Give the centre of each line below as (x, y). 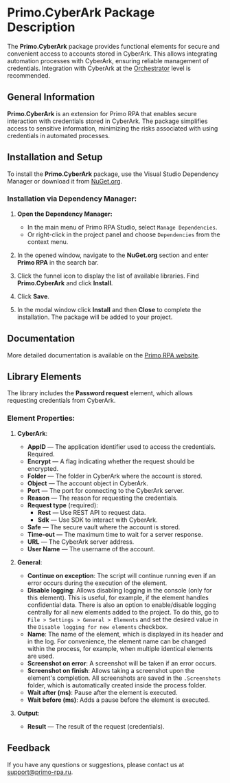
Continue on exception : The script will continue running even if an (122, 575)
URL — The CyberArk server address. (81, 542)
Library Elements (44, 377)
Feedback (29, 748)
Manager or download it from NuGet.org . (65, 181)
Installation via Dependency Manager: (72, 199)
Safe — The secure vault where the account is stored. (104, 527)
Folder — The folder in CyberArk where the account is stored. (115, 476)
